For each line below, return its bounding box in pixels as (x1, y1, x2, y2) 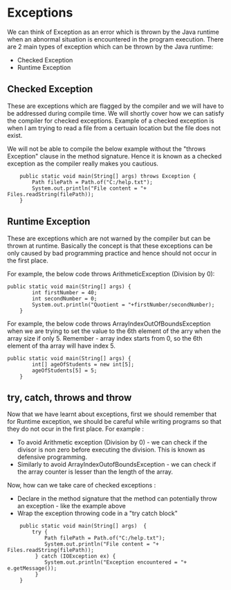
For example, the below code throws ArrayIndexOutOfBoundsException (7, 319, 211, 328)
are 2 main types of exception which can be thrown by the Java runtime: (7, 42, 214, 51)
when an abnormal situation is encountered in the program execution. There (7, 35, 224, 43)
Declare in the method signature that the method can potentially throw (17, 494, 218, 503)
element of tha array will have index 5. (7, 341, 116, 350)
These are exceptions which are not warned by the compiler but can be (7, 234, 211, 242)
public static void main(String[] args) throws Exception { (19, 172, 196, 179)
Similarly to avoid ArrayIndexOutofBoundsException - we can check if (17, 461, 216, 469)
